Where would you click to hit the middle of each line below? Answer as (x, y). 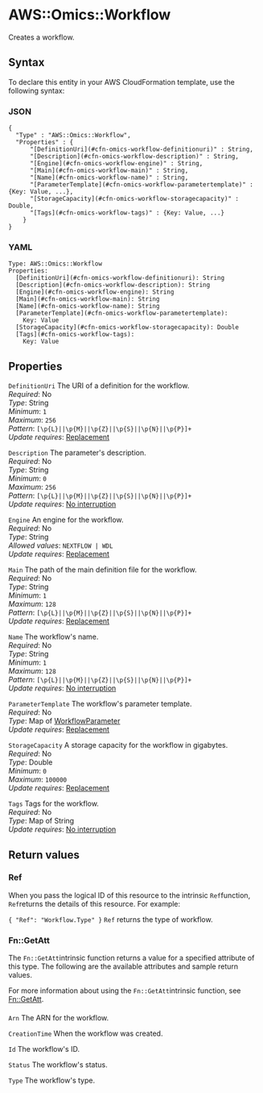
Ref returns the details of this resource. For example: (95, 903)
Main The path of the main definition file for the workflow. (103, 569)
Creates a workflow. (41, 37)
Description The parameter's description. (77, 453)
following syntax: (37, 90)
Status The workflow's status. (58, 1064)
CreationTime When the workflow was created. (86, 1033)
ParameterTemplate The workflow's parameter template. (100, 704)
